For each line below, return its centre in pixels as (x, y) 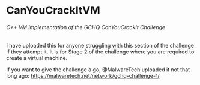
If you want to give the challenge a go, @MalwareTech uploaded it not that (98, 70)
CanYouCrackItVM (53, 10)
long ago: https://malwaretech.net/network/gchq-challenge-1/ (83, 76)
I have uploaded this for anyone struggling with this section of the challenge (100, 46)
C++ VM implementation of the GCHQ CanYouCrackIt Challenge (86, 27)
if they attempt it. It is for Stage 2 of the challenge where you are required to (100, 52)
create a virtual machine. (37, 58)
